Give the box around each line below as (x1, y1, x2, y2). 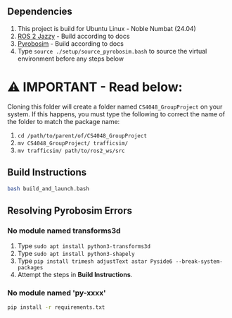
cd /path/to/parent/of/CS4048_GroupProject (17, 132, 148, 140)
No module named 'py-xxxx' (7, 288, 106, 298)
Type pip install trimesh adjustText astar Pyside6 (17, 257, 173, 265)
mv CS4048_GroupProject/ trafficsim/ (17, 140, 129, 147)
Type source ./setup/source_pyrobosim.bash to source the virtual (17, 47, 207, 55)
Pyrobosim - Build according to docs (17, 39, 124, 48)
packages (17, 264, 44, 271)
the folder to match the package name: (7, 117, 120, 126)
